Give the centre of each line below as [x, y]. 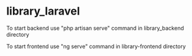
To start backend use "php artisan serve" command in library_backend [95, 28]
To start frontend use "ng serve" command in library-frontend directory [96, 46]
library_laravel [43, 11]
